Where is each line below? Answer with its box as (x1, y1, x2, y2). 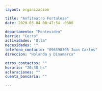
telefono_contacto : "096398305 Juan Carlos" (5, 47, 98, 52)
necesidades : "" (5, 43, 38, 48)
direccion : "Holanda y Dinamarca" (5, 52, 76, 56)
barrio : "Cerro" (5, 34, 38, 39)
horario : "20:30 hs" (5, 65, 48, 70)
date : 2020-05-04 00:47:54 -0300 (5, 20, 74, 25)
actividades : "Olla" (5, 38, 48, 43)
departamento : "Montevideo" (5, 29, 63, 34)
